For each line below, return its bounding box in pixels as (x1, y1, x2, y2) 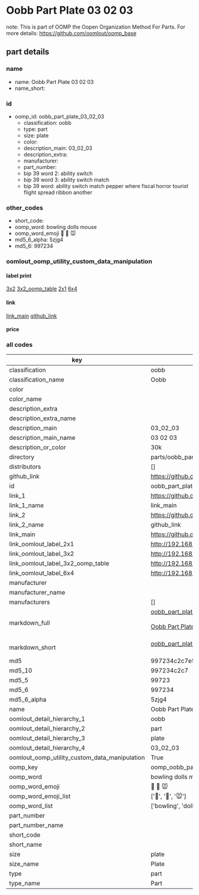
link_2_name (9, 521, 44, 529)
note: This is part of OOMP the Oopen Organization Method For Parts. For (6, 23, 185, 30)
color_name (9, 395, 42, 403)
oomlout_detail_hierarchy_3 (9, 734, 85, 743)
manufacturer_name (9, 589, 66, 597)
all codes (6, 340, 33, 349)
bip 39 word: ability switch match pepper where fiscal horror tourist (23, 182, 188, 189)
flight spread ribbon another (23, 189, 92, 196)
